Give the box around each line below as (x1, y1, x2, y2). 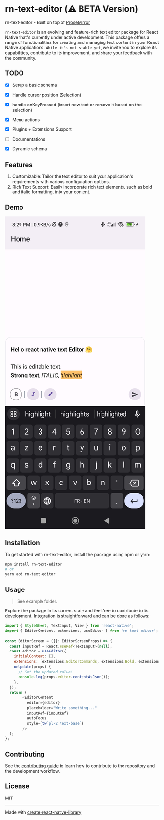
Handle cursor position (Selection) (12, 92, 82, 98)
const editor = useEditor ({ (9, 649, 67, 654)
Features (5, 160, 33, 169)
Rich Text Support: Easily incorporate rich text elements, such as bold (12, 184, 152, 189)
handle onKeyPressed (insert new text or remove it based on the (12, 102, 142, 107)
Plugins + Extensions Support (12, 126, 72, 132)
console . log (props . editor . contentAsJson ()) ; (18, 674, 110, 679)
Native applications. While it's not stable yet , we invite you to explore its (5, 44, 157, 50)
